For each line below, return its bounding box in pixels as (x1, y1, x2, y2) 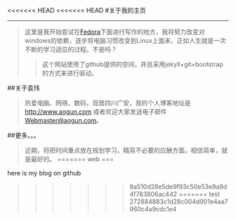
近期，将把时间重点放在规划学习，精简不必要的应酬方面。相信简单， (24, 146, 222, 154)
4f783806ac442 (129, 190, 178, 198)
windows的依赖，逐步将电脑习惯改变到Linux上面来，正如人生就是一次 (24, 36, 226, 44)
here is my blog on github (7, 169, 81, 177)
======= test (178, 190, 220, 198)
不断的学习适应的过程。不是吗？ (24, 45, 117, 53)
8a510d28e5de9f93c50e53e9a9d (129, 182, 228, 191)
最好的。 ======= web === (30, 155, 114, 163)
